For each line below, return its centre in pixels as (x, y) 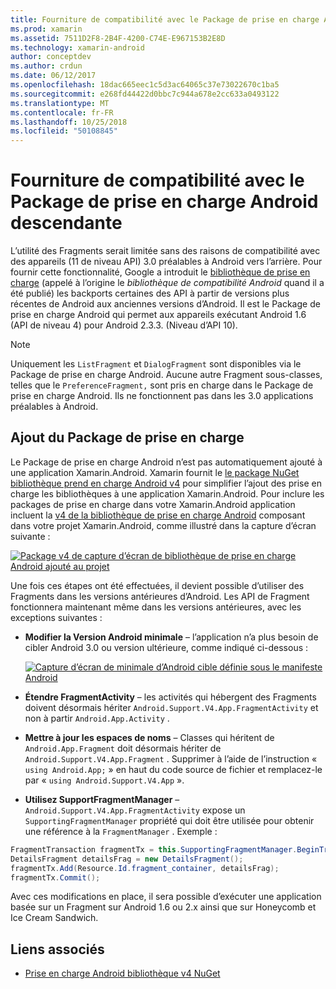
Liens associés (57, 949)
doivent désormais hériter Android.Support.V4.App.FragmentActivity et (171, 707)
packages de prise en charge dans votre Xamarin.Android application (153, 504)
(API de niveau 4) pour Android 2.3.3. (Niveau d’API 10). (124, 325)
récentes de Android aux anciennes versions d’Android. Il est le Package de (165, 304)
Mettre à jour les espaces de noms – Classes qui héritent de (149, 737)
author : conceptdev (51, 57)
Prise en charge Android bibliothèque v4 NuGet (122, 973)
